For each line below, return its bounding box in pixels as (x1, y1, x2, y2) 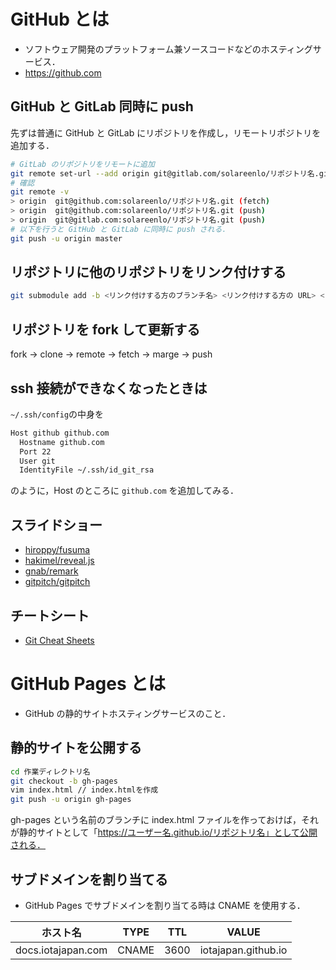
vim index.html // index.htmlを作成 (10, 785, 159, 795)
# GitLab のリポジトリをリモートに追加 (10, 159, 155, 169)
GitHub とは (10, 8, 110, 31)
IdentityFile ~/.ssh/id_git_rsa (19, 465, 155, 475)
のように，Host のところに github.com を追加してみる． (10, 485, 240, 497)
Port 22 (19, 446, 52, 457)
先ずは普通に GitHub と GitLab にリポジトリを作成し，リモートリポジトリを (10, 126, 322, 139)
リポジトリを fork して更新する (10, 321, 201, 338)
